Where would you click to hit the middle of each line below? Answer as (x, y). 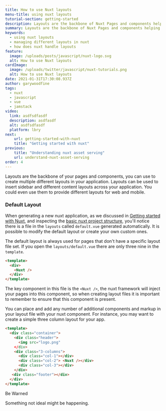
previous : (15, 148)
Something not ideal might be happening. (47, 403)
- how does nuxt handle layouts (43, 47)
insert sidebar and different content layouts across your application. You (79, 187)
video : (12, 111)
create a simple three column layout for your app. (55, 319)
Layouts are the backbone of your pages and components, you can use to (80, 176)
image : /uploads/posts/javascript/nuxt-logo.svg (61, 56)
